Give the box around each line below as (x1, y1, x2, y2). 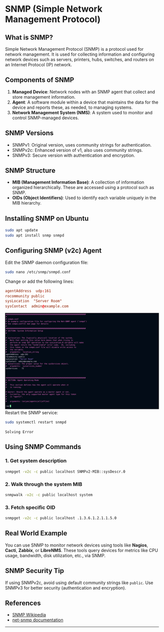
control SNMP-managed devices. (12, 115, 79, 121)
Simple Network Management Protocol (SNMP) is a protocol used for (5, 46, 144, 52)
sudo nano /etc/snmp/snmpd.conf (5, 270, 71, 274)
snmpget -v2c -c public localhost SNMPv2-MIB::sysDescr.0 (5, 469, 125, 474)
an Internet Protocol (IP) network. (5, 62, 72, 67)
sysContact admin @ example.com (5, 304, 69, 309)
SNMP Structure (5, 167, 56, 175)
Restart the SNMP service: (5, 410, 59, 416)
